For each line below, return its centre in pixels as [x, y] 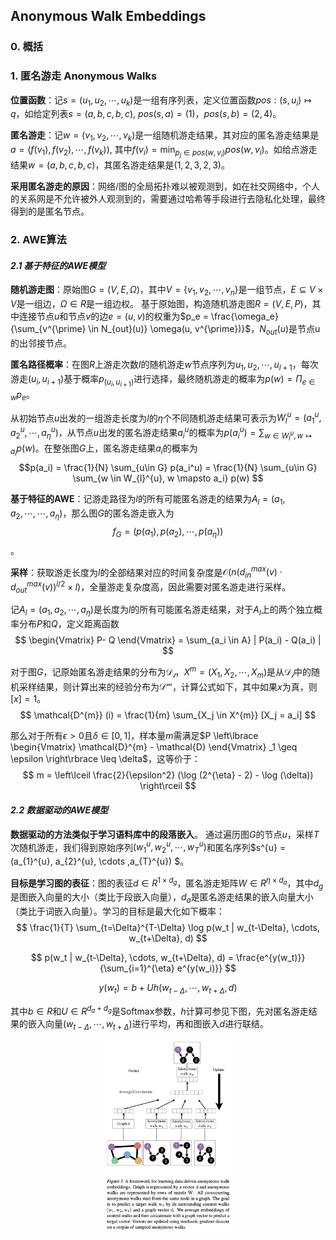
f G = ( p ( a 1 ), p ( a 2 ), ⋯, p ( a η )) [168, 532]
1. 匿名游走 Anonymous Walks [84, 76]
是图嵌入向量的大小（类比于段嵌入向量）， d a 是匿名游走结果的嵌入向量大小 [162, 898]
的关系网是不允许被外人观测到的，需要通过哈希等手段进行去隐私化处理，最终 [168, 199]
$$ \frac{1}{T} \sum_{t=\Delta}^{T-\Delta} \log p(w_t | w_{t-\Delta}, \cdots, [168, 928]
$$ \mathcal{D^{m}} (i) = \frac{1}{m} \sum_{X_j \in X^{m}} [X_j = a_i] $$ [168, 715]
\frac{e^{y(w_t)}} [271, 958]
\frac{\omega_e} [244, 316]
